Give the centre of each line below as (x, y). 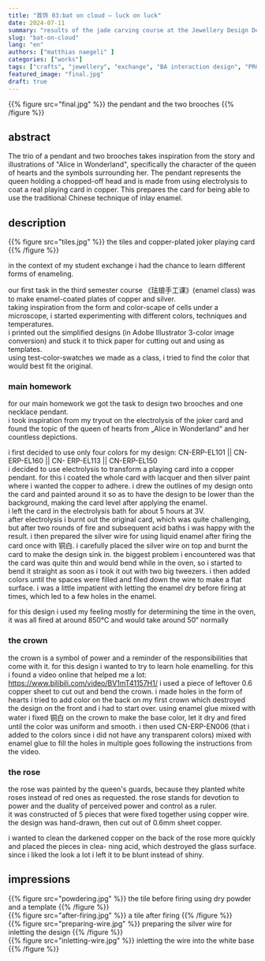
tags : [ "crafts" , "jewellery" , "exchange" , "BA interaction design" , (125, 67)
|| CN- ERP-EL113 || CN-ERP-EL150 (101, 461)
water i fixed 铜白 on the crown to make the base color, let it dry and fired (127, 717)
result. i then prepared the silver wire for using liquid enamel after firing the (130, 537)
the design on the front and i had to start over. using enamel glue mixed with (132, 708)
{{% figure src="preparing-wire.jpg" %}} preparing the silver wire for (120, 923)
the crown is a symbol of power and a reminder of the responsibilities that (128, 658)
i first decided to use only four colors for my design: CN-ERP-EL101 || (120, 452)
